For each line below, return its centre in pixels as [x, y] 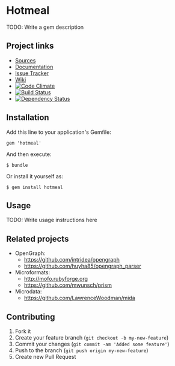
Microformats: [32, 272]
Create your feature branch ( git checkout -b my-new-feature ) [92, 337]
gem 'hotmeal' [24, 143]
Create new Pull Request [45, 357]
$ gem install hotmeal [35, 187]
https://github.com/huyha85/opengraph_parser [82, 266]
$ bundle [17, 165]
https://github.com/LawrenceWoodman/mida [79, 298]
